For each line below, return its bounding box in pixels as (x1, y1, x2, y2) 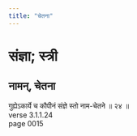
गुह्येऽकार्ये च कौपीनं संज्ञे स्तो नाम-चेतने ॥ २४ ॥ (8, 100, 130, 110)
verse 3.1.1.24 (8, 110, 54, 120)
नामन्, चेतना (8, 79, 56, 93)
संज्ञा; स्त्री (8, 46, 58, 65)
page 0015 (8, 118, 44, 128)
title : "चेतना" (8, 11, 54, 20)
